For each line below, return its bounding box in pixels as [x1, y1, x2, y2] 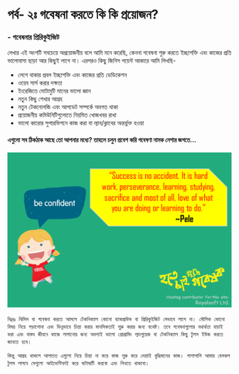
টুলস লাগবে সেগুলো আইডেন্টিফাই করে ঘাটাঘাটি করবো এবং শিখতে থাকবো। [7, 360, 149, 368]
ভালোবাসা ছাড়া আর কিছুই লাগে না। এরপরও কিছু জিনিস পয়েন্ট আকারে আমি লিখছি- [7, 56, 176, 65]
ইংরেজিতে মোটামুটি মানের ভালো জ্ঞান [17, 87, 91, 95]
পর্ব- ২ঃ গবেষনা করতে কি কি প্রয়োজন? [7, 6, 159, 23]
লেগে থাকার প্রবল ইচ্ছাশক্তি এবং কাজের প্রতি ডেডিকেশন [17, 71, 127, 79]
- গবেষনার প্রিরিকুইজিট [7, 32, 60, 42]
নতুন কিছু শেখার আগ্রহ [17, 95, 63, 103]
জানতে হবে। [7, 338, 32, 346]
